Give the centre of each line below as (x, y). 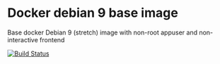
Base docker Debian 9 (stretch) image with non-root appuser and (103, 32)
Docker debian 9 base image (93, 13)
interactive (23, 39)
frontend (52, 39)
